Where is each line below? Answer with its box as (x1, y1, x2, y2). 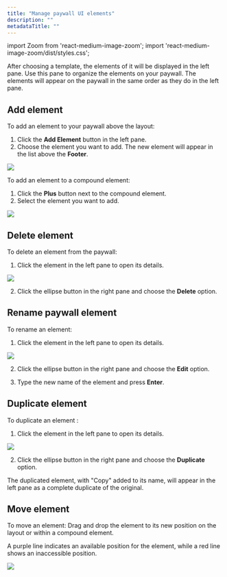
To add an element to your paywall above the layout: (7, 122, 155, 130)
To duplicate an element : (7, 416, 79, 424)
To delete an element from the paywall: (7, 248, 118, 256)
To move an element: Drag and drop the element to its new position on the (7, 521, 217, 530)
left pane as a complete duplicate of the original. (7, 483, 144, 491)
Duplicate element (7, 398, 87, 410)
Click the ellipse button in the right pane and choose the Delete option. (16, 287, 217, 295)
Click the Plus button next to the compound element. (16, 189, 167, 198)
